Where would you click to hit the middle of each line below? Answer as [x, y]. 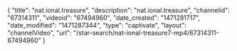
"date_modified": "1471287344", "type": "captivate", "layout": [97, 25]
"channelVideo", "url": [40, 33]
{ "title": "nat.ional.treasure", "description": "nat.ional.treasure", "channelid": [118, 10]
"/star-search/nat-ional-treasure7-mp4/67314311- [146, 33]
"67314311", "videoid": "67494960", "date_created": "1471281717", [104, 18]
